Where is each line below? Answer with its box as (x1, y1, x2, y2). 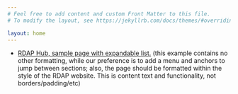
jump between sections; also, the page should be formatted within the (17, 64, 222, 73)
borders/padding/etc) (17, 79, 81, 88)
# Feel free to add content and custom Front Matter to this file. (7, 10, 211, 18)
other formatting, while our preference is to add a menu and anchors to (17, 57, 225, 65)
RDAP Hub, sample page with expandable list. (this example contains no (17, 49, 228, 57)
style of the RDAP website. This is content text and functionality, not (17, 71, 216, 80)
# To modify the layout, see (7, 17, 93, 24)
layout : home (7, 30, 46, 37)
